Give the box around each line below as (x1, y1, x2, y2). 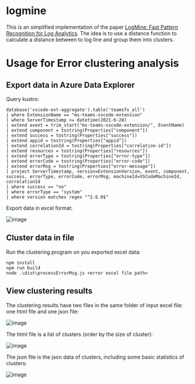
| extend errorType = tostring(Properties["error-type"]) (6, 153, 150, 159)
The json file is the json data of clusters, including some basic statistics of (6, 353, 184, 361)
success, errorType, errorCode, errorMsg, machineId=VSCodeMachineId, (6, 173, 182, 180)
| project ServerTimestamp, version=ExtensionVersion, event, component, (6, 169, 190, 174)
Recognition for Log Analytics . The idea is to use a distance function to (6, 29, 177, 36)
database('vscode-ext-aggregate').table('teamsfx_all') (6, 107, 145, 113)
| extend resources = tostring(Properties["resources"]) (6, 148, 148, 154)
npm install (6, 260, 35, 265)
